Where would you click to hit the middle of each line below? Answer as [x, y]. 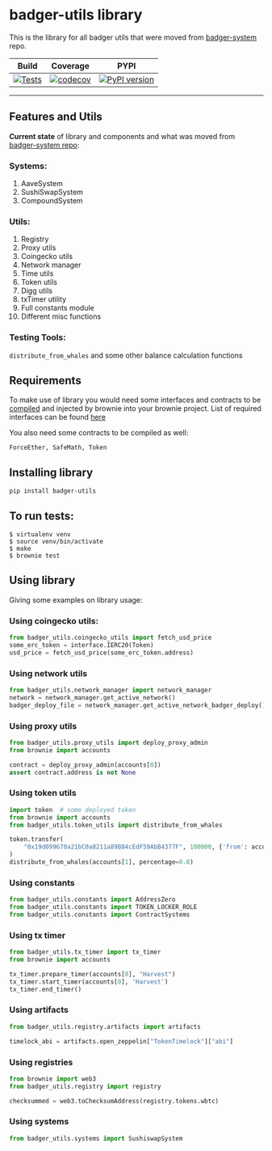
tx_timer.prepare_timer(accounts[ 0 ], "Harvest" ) [92, 974]
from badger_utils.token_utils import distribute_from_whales [116, 825]
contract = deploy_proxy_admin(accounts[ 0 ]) [85, 765]
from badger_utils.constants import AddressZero [92, 899]
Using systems [39, 1122]
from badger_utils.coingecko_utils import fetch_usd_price [111, 638]
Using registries [41, 1062]
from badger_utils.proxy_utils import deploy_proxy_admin [109, 743]
